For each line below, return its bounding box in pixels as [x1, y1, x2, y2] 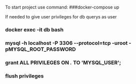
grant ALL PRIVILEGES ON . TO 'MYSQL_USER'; [5, 59, 121, 66]
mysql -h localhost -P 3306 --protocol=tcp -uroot [5, 39, 128, 46]
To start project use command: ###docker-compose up [5, 4, 120, 10]
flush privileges [5, 72, 44, 79]
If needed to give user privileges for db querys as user [5, 14, 117, 19]
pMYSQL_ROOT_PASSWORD [5, 46, 76, 53]
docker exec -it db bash [5, 26, 64, 33]
